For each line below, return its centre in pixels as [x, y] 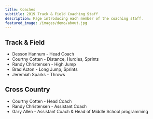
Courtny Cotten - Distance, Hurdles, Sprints [55, 59]
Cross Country [28, 90]
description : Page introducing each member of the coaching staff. [74, 18]
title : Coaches [20, 9]
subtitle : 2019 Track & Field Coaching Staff [51, 14]
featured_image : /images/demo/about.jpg [46, 23]
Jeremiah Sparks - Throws [38, 75]
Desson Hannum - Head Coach [43, 54]
